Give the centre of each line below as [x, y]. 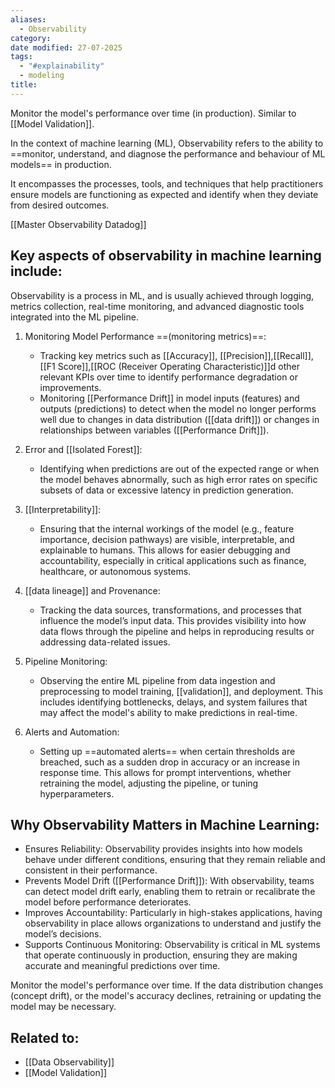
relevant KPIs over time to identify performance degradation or [169, 377]
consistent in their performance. [91, 870]
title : [24, 85]
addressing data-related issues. [105, 642]
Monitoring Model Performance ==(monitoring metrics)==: [145, 336]
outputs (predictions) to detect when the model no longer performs [178, 408]
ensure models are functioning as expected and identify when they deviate [164, 194]
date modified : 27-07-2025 [66, 47]
